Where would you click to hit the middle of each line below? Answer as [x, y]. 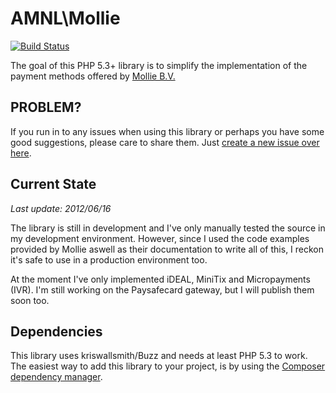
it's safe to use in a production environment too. [109, 259]
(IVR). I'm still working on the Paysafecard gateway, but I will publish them [162, 289]
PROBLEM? [46, 107]
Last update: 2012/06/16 [61, 208]
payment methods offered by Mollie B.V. [93, 76]
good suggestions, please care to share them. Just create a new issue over [165, 142]
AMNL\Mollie [65, 18]
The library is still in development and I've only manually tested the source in [168, 228]
